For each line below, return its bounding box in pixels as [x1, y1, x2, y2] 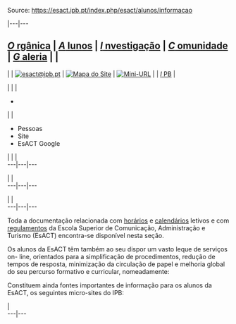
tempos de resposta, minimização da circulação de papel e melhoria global [7, 260, 225, 268]
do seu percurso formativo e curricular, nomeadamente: [7, 267, 170, 275]
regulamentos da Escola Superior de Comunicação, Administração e [7, 223, 206, 232]
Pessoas [17, 124, 43, 132]
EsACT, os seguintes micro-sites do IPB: [7, 288, 125, 297]
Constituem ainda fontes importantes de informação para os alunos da [7, 281, 213, 289]
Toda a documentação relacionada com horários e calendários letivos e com [7, 216, 230, 225]
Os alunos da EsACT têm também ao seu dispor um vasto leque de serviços [7, 244, 228, 253]
